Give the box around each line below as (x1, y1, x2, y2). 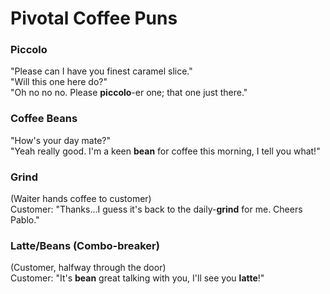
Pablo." (10, 214, 40, 226)
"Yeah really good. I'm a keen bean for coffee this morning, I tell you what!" (10, 145, 321, 157)
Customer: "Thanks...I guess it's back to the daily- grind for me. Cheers (10, 203, 303, 216)
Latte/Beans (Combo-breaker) (10, 239, 160, 252)
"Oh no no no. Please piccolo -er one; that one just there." (10, 87, 248, 99)
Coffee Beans (10, 112, 78, 126)
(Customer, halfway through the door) (10, 262, 167, 274)
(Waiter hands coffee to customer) (10, 193, 152, 205)
